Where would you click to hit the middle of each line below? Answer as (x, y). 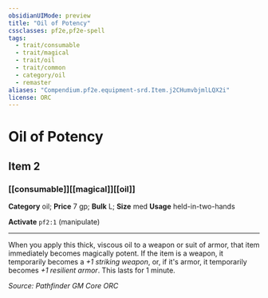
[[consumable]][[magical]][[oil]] (72, 189)
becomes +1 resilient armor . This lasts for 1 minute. (92, 270)
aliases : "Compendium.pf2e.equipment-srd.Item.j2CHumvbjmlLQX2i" (119, 90)
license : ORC (30, 97)
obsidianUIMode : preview (49, 16)
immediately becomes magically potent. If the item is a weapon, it (116, 253)
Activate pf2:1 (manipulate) (54, 222)
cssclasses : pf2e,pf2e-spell (57, 30)
